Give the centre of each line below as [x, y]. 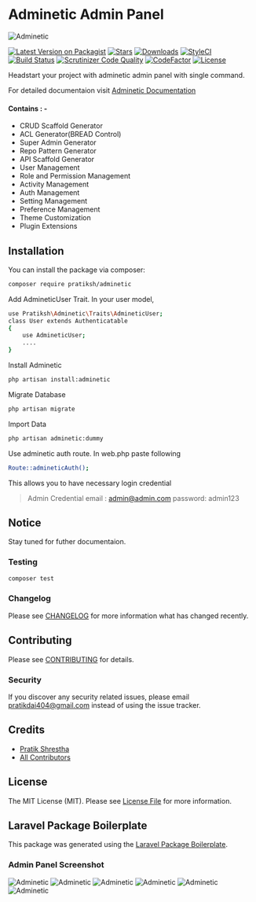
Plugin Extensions [48, 226]
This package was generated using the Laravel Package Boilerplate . [118, 845]
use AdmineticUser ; [54, 336]
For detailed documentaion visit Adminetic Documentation [102, 90]
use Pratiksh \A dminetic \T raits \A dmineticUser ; [86, 313]
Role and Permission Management [75, 176]
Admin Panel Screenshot [56, 865]
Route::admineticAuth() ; [49, 468]
